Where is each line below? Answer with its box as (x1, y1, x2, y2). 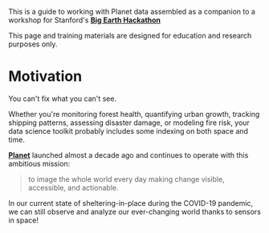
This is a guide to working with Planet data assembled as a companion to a (8, 7, 255, 16)
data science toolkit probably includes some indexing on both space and (8, 126, 249, 135)
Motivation (8, 67, 83, 86)
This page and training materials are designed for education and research (8, 31, 252, 40)
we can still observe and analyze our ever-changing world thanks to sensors (8, 207, 261, 216)
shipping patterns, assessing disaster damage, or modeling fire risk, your (8, 118, 251, 127)
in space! (8, 215, 39, 225)
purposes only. (8, 39, 58, 49)
